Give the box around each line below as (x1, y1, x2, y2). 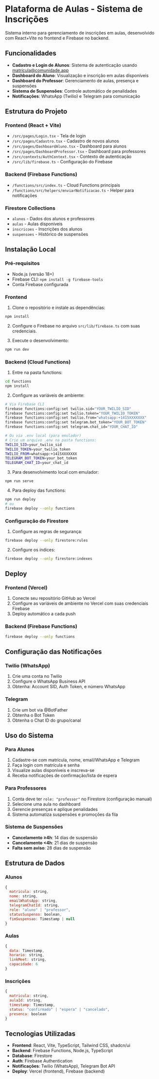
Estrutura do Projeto (5, 107, 68, 116)
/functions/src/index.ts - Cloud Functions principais (12, 182, 121, 188)
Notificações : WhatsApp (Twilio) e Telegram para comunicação (12, 93, 141, 99)
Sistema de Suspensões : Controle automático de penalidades (12, 88, 137, 94)
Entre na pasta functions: (12, 369, 63, 376)
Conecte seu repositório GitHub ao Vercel (12, 596, 96, 601)
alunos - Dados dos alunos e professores (12, 216, 95, 222)
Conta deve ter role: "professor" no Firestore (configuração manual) (12, 796, 152, 802)
